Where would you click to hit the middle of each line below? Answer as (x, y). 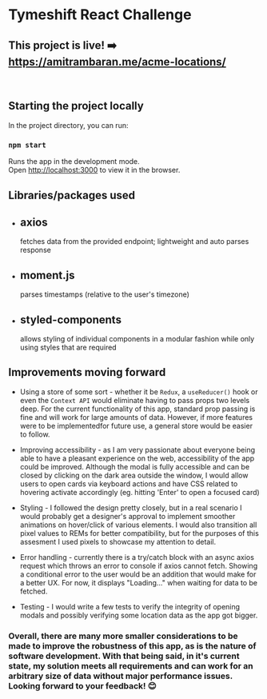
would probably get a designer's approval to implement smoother (128, 516)
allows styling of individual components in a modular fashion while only (137, 338)
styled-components (71, 320)
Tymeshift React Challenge (100, 15)
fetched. (34, 591)
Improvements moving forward (87, 372)
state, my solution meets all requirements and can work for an (131, 665)
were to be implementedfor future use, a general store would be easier (136, 425)
